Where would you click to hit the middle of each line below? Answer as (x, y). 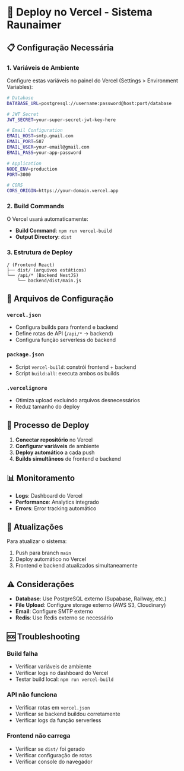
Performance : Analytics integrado (57, 502)
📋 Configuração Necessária (60, 47)
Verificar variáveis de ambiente (53, 666)
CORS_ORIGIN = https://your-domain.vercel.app (63, 191)
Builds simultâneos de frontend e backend (68, 458)
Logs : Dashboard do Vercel (49, 495)
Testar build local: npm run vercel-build (64, 679)
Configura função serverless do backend (66, 340)
